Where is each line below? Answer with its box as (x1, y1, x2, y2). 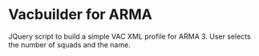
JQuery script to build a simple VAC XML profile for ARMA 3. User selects (8, 32, 251, 41)
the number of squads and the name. (8, 39, 131, 49)
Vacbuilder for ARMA (8, 6, 152, 24)
